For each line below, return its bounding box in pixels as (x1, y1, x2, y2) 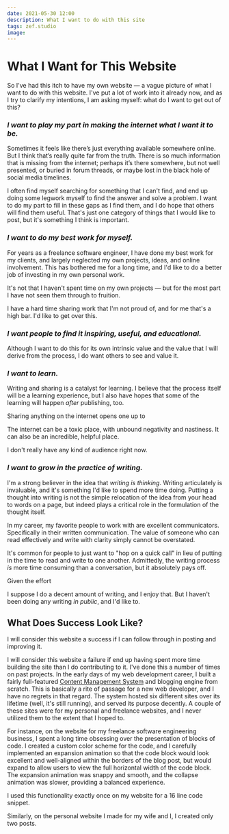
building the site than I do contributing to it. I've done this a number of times (7, 663, 221, 672)
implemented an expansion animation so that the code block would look (7, 749, 210, 757)
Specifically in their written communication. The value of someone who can (7, 528, 220, 537)
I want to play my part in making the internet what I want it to (7, 121, 214, 130)
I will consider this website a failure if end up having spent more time (7, 656, 200, 664)
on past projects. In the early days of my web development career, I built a (7, 670, 217, 678)
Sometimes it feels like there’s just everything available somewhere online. (7, 145, 217, 153)
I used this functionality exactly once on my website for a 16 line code (7, 792, 203, 800)
